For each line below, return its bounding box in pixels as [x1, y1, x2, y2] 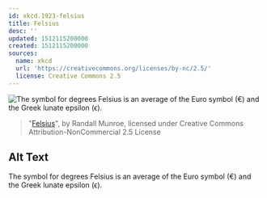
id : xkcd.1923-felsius [8, 11, 85, 20]
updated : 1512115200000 [8, 34, 89, 43]
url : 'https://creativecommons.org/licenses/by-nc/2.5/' [15, 65, 212, 73]
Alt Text [8, 150, 49, 164]
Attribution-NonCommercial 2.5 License [28, 127, 162, 137]
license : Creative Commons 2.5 [15, 72, 121, 80]
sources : [8, 49, 38, 57]
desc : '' [8, 27, 38, 35]
